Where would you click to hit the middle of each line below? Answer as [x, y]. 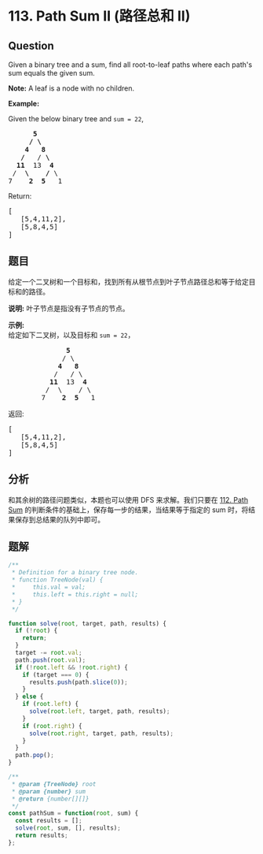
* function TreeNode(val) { [57, 580]
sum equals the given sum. [52, 73]
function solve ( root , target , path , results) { [88, 623]
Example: [24, 104]
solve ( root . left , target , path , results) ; [99, 711]
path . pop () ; [35, 756]
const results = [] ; [49, 821]
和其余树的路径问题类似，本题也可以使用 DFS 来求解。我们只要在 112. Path [128, 499]
